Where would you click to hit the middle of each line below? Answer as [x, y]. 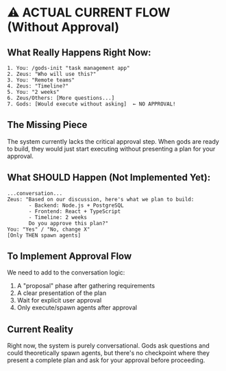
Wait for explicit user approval [59, 300]
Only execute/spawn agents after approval [77, 308]
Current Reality [40, 329]
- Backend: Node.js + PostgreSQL [76, 205]
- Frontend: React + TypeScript [75, 211]
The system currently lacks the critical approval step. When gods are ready [113, 141]
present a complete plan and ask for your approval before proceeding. [106, 360]
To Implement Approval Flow [70, 256]
